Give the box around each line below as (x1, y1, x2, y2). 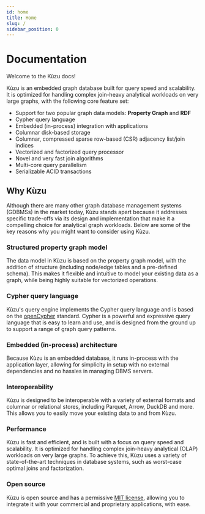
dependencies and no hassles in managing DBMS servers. (6, 367, 154, 374)
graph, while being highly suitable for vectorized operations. (6, 277, 158, 284)
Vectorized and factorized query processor (15, 148, 124, 156)
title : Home (6, 15, 37, 21)
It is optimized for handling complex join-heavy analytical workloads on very (6, 91, 199, 99)
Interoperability (6, 382, 54, 391)
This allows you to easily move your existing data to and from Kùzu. (6, 409, 176, 417)
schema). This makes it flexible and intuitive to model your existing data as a (6, 270, 199, 277)
